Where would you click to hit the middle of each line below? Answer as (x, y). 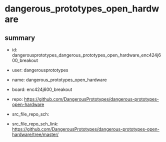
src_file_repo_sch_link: (35, 124)
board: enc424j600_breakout (42, 89)
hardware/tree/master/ (35, 134)
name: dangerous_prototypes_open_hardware (59, 80)
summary (20, 38)
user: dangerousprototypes (40, 70)
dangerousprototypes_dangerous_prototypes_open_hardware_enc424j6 (86, 55)
